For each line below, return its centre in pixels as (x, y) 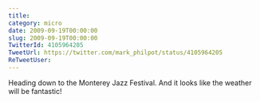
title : (19, 16)
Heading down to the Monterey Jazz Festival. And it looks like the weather (130, 82)
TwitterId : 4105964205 (46, 45)
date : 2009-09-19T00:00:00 (53, 30)
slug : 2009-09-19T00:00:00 (53, 38)
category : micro (35, 23)
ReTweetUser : (30, 61)
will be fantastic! (35, 91)
